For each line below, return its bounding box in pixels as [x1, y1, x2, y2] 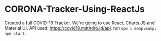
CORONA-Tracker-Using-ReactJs [4, 3, 145, 15]
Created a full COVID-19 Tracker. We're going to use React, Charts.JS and [4, 20, 155, 26]
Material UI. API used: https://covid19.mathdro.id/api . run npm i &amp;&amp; [4, 25, 157, 31]
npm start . [4, 30, 26, 36]
